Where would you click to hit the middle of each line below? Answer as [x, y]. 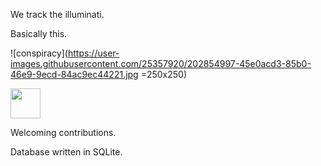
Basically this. [39, 33]
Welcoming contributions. [63, 132]
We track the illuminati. [57, 14]
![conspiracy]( [39, 53]
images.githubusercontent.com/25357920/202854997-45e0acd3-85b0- [161, 63]
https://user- [93, 53]
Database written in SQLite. [66, 152]
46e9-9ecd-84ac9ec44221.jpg [74, 74]
